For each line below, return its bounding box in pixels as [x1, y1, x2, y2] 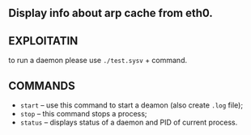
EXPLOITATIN [8, 34, 79, 48]
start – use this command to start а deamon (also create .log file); [19, 100, 244, 110]
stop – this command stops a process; [19, 109, 147, 119]
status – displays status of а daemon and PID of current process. [19, 117, 238, 128]
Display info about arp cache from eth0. [8, 6, 213, 20]
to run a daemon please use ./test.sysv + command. [8, 56, 188, 65]
